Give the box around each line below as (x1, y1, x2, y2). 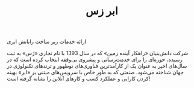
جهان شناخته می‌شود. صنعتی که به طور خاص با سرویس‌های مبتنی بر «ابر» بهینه (7, 69, 184, 76)
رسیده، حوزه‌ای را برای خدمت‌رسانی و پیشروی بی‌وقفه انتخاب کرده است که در (7, 56, 183, 63)
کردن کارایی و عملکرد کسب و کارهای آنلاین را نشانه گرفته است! (7, 75, 151, 82)
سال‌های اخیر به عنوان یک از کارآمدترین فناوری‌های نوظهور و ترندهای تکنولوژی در (7, 62, 187, 69)
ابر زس (86, 4, 118, 18)
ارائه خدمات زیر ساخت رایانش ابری (7, 38, 87, 45)
